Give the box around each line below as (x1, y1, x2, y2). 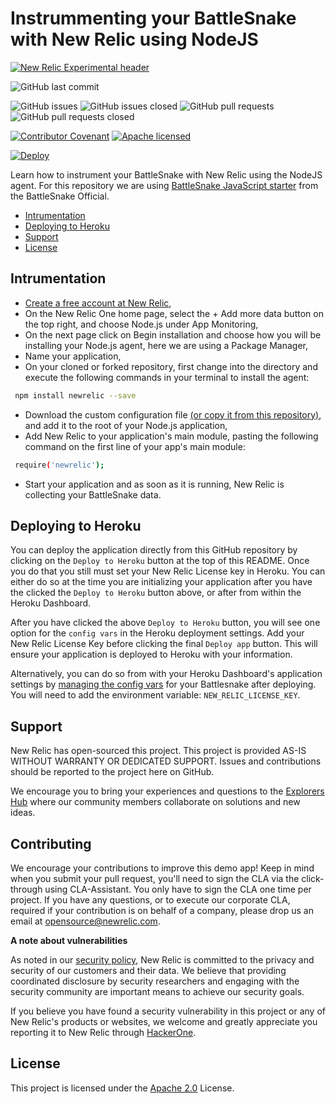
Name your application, (24, 350, 122, 362)
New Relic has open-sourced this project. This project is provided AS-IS (10, 745, 307, 757)
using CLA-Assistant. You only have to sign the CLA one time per (44, 883, 312, 895)
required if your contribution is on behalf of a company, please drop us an (10, 904, 315, 916)
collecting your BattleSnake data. (24, 488, 162, 501)
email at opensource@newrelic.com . (10, 915, 161, 927)
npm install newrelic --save (14, 390, 137, 401)
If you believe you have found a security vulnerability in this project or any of (10, 1005, 326, 1017)
